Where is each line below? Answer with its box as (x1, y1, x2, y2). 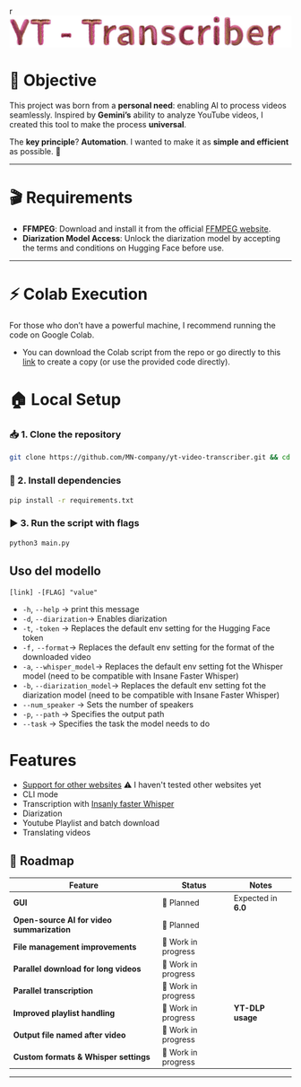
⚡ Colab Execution (9, 285, 148, 304)
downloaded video (21, 652, 91, 662)
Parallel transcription (13, 986, 94, 996)
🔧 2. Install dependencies (9, 474, 122, 487)
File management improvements (13, 941, 137, 952)
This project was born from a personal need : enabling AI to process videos (9, 101, 287, 111)
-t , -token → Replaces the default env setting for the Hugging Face (21, 623, 271, 634)
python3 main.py (9, 539, 70, 548)
